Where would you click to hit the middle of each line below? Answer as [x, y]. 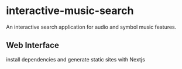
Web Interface [33, 45]
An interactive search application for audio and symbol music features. [91, 27]
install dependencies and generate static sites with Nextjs [75, 59]
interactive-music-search [70, 11]
